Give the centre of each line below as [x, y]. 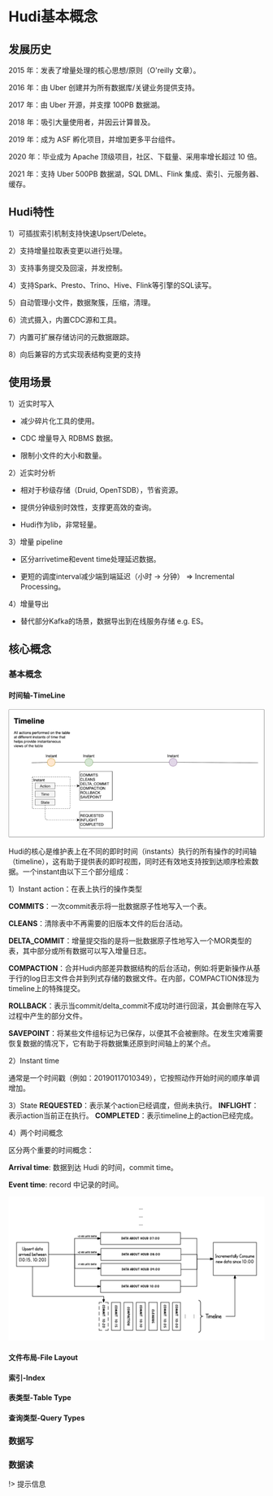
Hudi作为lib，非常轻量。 [61, 524]
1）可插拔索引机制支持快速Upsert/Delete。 [80, 233]
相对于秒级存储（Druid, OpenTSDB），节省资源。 [101, 489]
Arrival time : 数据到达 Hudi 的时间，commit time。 [93, 1167]
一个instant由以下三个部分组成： [77, 872]
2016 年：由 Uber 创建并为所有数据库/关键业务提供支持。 [104, 87]
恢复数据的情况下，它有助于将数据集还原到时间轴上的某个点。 [112, 1043]
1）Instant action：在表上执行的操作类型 [75, 889]
